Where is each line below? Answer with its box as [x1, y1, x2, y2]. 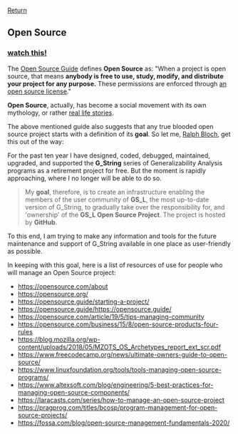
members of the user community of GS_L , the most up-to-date [24, 195, 209, 204]
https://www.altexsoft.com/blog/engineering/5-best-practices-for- [17, 381, 214, 389]
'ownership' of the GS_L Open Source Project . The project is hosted [24, 210, 226, 219]
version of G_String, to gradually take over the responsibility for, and [24, 202, 225, 211]
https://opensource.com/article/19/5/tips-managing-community [17, 312, 205, 321]
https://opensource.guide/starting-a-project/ [17, 297, 150, 306]
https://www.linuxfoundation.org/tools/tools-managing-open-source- [17, 365, 222, 373]
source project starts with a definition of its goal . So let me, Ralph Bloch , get [7, 130, 231, 138]
